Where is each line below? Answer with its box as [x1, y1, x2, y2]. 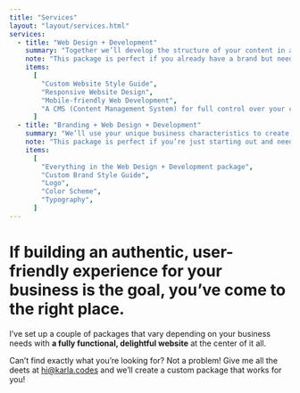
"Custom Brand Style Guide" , [41, 170, 150, 179]
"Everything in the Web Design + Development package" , [41, 162, 254, 171]
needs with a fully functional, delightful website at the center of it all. [9, 338, 267, 348]
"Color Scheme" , [41, 187, 102, 196]
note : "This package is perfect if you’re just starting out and [25, 137, 274, 146]
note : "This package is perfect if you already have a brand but [25, 54, 274, 63]
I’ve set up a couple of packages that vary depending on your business [9, 328, 271, 339]
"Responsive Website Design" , [41, 87, 154, 96]
